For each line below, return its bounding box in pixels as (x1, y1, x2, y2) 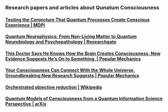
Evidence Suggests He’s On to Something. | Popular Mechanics (5, 55, 141, 62)
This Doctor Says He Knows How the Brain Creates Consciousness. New (5, 50, 161, 57)
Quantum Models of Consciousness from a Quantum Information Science (5, 95, 163, 102)
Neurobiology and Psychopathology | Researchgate (5, 39, 116, 45)
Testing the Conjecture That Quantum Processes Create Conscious (5, 17, 150, 23)
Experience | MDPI (5, 22, 45, 28)
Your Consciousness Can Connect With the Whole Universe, (5, 67, 135, 73)
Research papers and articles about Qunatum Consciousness (5, 4, 159, 11)
